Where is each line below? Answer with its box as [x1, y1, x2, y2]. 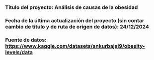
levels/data [5, 49, 33, 56]
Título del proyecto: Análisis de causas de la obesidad [5, 4, 138, 11]
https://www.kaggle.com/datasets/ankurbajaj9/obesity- [5, 42, 145, 49]
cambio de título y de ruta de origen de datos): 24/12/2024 [5, 23, 149, 30]
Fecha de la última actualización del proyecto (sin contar [5, 17, 145, 24]
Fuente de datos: [5, 36, 47, 43]
